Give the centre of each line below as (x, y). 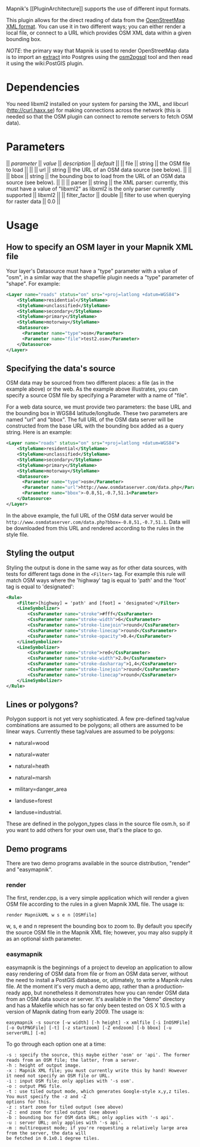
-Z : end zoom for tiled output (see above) (62, 1112)
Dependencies (43, 87)
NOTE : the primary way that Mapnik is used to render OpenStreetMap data (98, 51)
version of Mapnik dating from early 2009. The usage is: (75, 1011)
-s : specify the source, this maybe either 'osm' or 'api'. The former (98, 1055)
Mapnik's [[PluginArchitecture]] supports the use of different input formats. (98, 9)
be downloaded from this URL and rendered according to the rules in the (95, 528)
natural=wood (32, 743)
